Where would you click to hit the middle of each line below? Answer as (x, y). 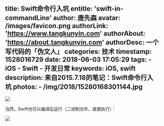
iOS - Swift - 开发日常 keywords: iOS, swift (70, 68)
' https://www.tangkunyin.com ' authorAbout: (75, 34)
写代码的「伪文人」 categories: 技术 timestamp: (78, 52)
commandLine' (28, 18)
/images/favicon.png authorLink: (57, 26)
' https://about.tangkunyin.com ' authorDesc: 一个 (82, 42)
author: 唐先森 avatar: (87, 18)
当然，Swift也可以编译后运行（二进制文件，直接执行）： (61, 109)
